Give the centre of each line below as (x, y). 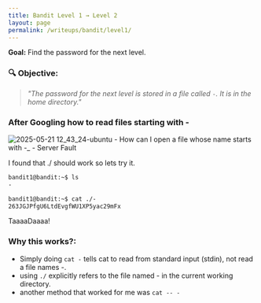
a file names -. (43, 267)
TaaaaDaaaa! (29, 221)
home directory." (54, 102)
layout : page (29, 23)
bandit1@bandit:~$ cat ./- (52, 199)
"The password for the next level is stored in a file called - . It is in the (139, 93)
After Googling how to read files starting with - (99, 122)
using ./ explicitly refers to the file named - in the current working (126, 275)
